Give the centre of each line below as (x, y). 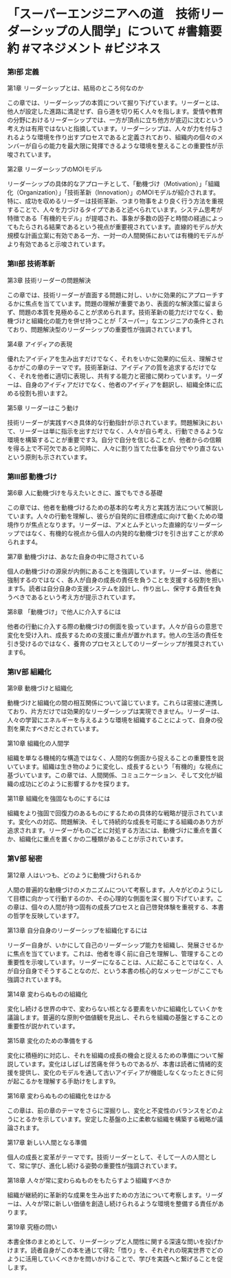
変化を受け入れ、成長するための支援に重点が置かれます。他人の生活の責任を (115, 635)
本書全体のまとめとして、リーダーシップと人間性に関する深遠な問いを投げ (112, 1241)
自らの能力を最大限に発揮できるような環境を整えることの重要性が (124, 146)
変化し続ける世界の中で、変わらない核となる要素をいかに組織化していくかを (115, 1008)
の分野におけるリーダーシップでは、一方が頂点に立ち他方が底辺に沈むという (115, 120)
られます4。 (24, 542)
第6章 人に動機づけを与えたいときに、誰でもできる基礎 (85, 493)
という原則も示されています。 (49, 457)
